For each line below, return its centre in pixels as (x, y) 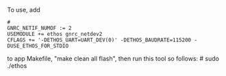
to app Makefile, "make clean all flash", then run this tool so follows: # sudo (113, 58)
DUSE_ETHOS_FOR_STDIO (38, 46)
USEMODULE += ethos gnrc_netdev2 (55, 34)
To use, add (24, 10)
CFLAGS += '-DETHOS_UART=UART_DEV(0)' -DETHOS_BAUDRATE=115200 (99, 40)
